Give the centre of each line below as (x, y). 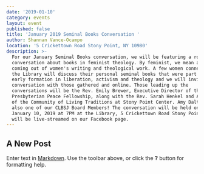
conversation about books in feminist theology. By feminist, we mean (103, 62)
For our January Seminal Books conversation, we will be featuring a (101, 57)
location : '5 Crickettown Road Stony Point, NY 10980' (77, 46)
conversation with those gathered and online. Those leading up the (100, 85)
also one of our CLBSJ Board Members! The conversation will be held (101, 108)
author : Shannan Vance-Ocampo (45, 40)
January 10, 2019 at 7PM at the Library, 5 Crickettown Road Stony (99, 113)
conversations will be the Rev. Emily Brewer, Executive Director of (101, 91)
